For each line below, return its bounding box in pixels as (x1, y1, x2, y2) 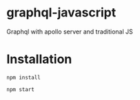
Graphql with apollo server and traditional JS (6, 27, 134, 36)
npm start (6, 86, 35, 93)
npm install (6, 74, 41, 81)
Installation (6, 51, 72, 67)
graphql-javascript (6, 5, 117, 21)
